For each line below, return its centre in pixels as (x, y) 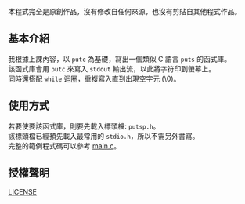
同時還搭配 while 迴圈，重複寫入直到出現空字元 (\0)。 (94, 78)
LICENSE (23, 192)
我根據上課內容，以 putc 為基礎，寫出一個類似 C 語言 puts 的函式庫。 (120, 59)
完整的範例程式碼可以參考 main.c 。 (65, 146)
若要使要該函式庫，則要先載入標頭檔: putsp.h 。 (84, 126)
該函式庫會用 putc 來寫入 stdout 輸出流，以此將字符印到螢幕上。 (112, 68)
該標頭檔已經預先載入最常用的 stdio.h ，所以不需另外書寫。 (104, 136)
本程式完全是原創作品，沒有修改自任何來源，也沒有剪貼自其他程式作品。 (124, 11)
